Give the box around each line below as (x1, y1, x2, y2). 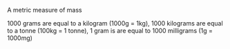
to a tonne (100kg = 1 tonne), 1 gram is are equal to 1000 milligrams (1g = (7, 27, 213, 35)
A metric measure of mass (7, 6, 82, 14)
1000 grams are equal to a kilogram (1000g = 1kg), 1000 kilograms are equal (7, 19, 223, 27)
